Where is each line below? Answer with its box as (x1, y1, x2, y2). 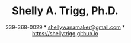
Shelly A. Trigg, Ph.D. (12, 4, 119, 18)
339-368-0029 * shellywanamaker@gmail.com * (5, 24, 126, 31)
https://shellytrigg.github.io (31, 29, 99, 37)
